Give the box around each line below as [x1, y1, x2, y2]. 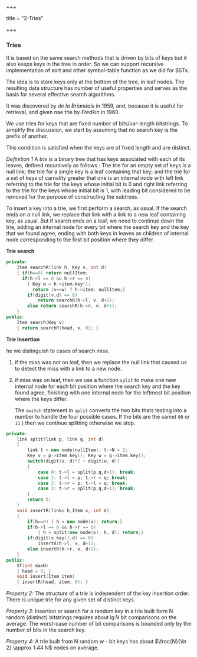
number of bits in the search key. [6, 626, 86, 633]
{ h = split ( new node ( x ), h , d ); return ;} [37, 530, 144, 536]
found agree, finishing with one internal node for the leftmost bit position [14, 389, 191, 396]
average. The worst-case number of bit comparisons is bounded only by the [6, 620, 192, 627]
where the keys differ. [14, 395, 68, 402]
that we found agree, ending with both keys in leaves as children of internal [6, 230, 189, 237]
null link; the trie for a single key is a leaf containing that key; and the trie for [6, 168, 191, 175]
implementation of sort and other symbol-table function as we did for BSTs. [6, 67, 190, 74]
